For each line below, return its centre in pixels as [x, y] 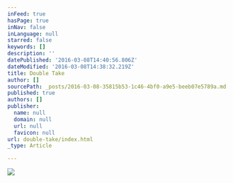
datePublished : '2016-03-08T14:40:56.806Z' [73, 60]
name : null [30, 113]
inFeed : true [27, 14]
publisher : [23, 106]
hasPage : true [28, 21]
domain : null [33, 119]
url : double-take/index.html [50, 139]
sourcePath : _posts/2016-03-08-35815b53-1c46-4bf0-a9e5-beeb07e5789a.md [117, 87]
